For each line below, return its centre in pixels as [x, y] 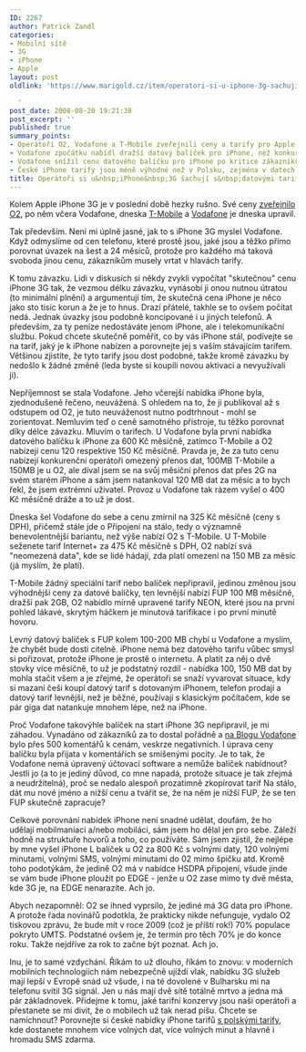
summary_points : [40, 136]
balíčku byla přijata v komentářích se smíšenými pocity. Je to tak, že [138, 754]
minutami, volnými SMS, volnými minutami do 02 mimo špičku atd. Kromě [147, 859]
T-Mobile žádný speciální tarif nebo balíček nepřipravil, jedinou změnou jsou [153, 583]
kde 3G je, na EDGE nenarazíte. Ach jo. [82, 888]
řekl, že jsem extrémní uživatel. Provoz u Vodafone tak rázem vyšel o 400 [147, 490]
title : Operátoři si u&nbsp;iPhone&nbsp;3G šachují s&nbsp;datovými [142, 179]
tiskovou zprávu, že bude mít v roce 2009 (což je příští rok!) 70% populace [150, 925]
